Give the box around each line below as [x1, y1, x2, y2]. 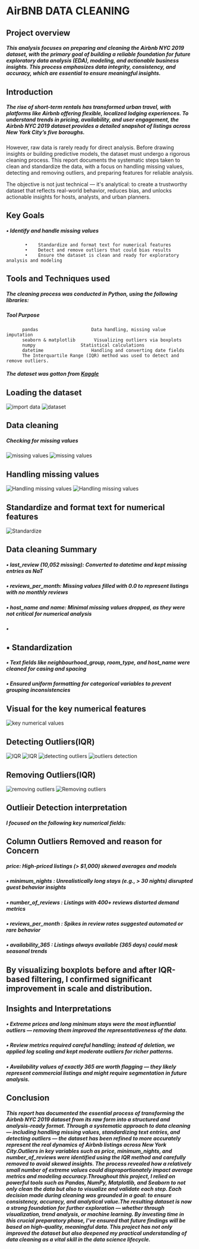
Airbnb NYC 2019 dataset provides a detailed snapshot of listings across [6, 122, 191, 130]
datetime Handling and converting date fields [21, 347, 185, 353]
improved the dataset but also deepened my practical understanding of [6, 1229, 187, 1237]
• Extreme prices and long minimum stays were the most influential [6, 1020, 176, 1027]
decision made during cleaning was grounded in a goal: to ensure [6, 1191, 172, 1198]
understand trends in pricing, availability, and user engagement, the [6, 116, 179, 123]
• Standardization [6, 642, 72, 652]
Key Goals [6, 210, 45, 221]
